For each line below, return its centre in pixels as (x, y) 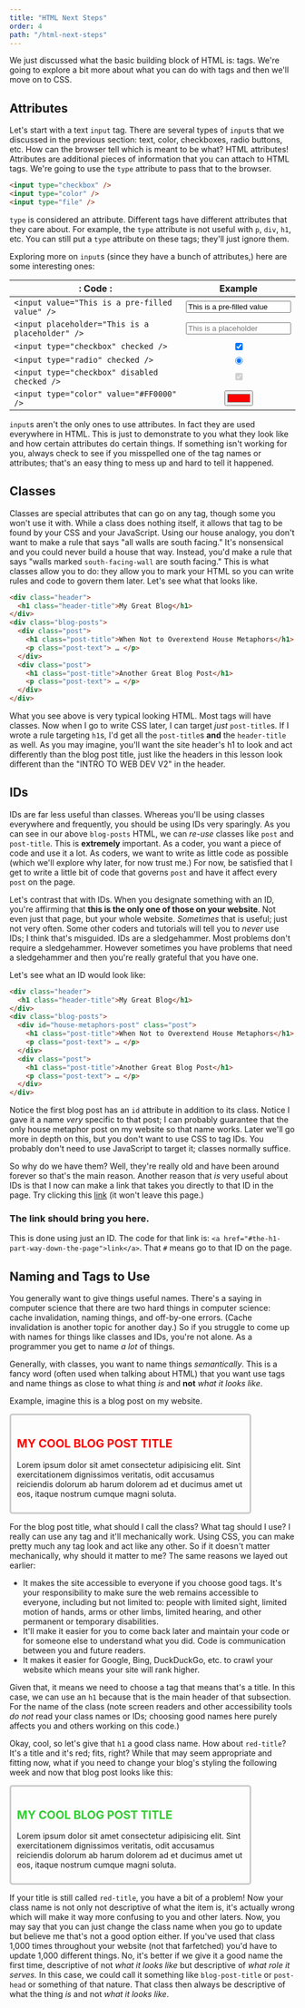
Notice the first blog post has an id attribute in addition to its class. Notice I (150, 1110)
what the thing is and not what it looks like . (89, 1994)
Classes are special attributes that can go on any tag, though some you (143, 513)
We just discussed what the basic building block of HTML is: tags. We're (144, 61)
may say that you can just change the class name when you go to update (146, 1927)
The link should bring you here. (79, 1219)
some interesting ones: (52, 266)
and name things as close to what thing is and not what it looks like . (136, 1384)
